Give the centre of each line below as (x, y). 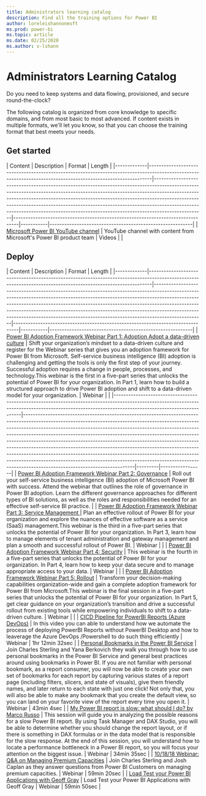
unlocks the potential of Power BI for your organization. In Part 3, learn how (101, 532)
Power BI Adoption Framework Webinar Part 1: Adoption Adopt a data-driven (103, 337)
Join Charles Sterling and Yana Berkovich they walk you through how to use (102, 650)
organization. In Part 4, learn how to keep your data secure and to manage (100, 565)
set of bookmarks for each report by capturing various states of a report (97, 676)
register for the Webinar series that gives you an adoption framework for (98, 350)
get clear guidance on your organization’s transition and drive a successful (101, 604)
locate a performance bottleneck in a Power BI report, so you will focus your (103, 748)
